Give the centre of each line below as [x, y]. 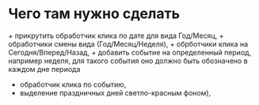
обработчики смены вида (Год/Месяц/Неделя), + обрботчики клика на [128, 43]
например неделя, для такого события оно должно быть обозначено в [128, 61]
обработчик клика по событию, [73, 84]
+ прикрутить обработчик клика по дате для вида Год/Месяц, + [116, 36]
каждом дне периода [44, 69]
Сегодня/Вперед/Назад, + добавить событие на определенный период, [130, 52]
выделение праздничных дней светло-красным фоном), [115, 92]
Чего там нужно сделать [94, 14]
